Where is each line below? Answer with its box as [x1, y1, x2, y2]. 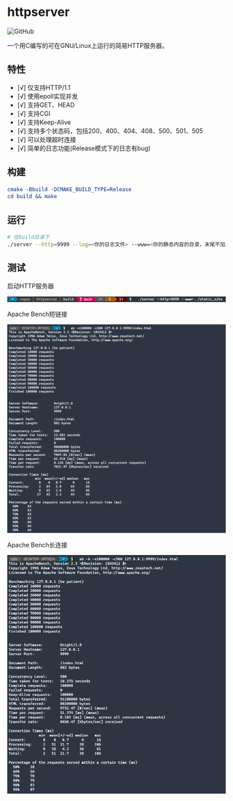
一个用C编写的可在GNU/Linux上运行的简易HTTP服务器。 [7, 41, 169, 49]
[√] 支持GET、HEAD [17, 100, 75, 109]
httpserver [7, 4, 70, 20]
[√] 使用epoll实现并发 [17, 91, 78, 100]
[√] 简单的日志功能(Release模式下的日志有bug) [17, 143, 151, 152]
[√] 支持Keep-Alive [17, 118, 71, 126]
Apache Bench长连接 [7, 541, 68, 549]
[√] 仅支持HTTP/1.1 [17, 83, 71, 91]
